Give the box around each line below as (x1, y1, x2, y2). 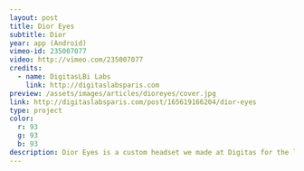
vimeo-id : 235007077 (9, 47, 88, 56)
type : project (9, 106, 63, 115)
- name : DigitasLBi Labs (17, 72, 111, 81)
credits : (9, 64, 43, 73)
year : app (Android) (9, 38, 88, 48)
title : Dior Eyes (9, 22, 75, 31)
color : (9, 114, 34, 123)
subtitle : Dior (9, 30, 67, 39)
